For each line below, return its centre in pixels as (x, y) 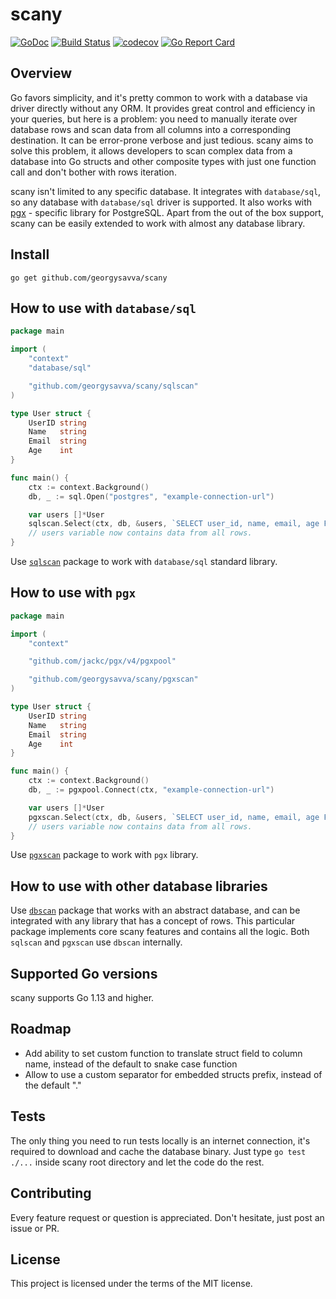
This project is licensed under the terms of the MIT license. (131, 1284)
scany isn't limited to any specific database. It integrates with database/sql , (166, 191)
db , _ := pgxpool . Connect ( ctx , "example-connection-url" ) (151, 790)
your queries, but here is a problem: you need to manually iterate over (154, 119)
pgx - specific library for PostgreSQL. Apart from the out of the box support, (167, 212)
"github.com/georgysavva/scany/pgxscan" (113, 679)
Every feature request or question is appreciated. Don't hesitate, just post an (167, 1217)
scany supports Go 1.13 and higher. (82, 998)
